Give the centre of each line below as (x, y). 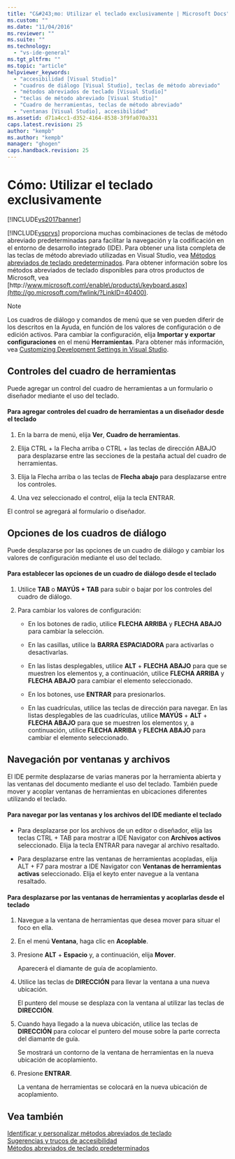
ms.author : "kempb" (36, 137)
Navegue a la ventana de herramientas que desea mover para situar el (119, 920)
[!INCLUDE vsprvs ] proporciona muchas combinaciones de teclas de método (117, 233)
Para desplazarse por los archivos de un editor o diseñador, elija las (115, 830)
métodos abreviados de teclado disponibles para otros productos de (106, 270)
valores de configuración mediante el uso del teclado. (85, 557)
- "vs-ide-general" (42, 53)
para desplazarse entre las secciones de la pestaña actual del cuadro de (122, 455)
